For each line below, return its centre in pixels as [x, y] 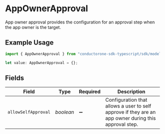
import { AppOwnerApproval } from [41, 54]
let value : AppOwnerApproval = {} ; [41, 63]
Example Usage [29, 43]
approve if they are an [131, 112]
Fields [15, 78]
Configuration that [126, 100]
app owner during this [131, 118]
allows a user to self [128, 106]
